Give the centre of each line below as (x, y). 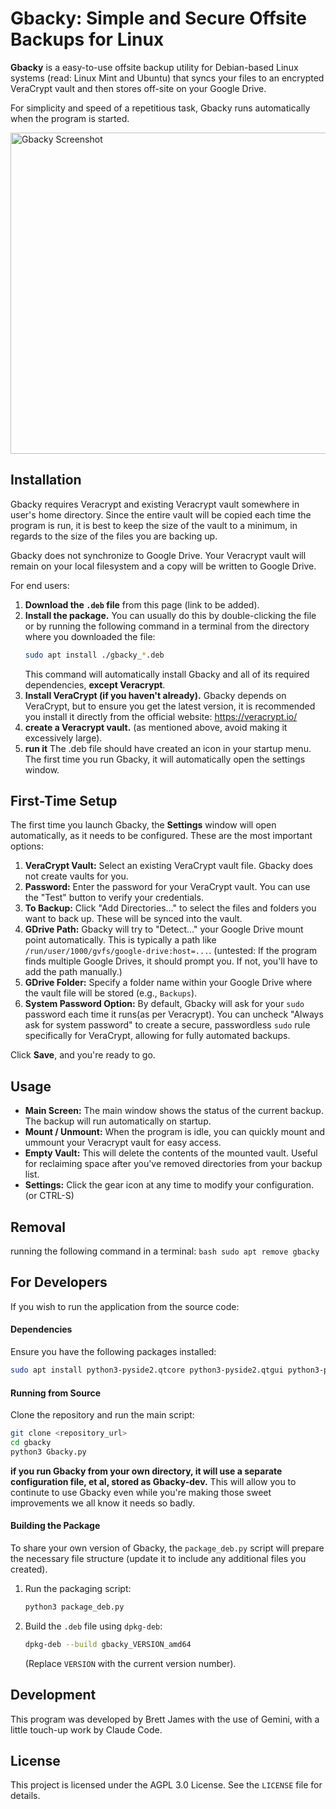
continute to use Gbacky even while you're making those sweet (141, 1492)
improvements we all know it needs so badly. (102, 1503)
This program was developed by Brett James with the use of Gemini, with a (165, 1719)
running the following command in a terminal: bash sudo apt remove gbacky (165, 1251)
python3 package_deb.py (74, 1607)
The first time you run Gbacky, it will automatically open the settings (165, 759)
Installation (46, 480)
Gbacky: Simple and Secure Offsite (159, 18)
